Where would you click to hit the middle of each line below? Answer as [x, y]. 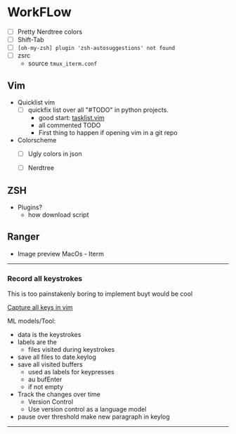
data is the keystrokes [49, 335]
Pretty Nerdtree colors [50, 32]
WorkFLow [39, 12]
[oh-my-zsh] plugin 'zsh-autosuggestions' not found [96, 48]
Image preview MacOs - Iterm [60, 254]
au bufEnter [45, 379]
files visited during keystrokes [71, 350]
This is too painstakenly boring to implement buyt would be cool [100, 294]
